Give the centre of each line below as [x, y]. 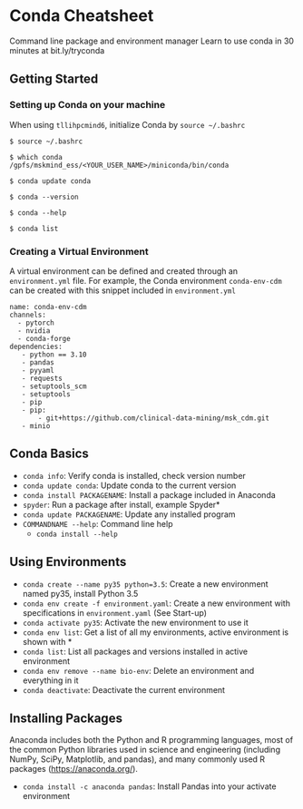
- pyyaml [38, 370]
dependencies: [36, 346]
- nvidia [34, 331]
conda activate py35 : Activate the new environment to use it [136, 622]
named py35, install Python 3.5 [80, 593]
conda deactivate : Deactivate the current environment [123, 689]
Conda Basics [49, 454]
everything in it [50, 680]
